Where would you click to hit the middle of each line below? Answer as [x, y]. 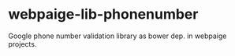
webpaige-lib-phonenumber [103, 14]
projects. [22, 44]
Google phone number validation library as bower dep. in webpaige [117, 36]
